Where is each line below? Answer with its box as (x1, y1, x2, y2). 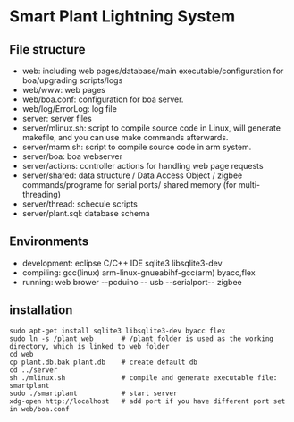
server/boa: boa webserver (21, 151, 123, 162)
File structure (9, 42, 86, 57)
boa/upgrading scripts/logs (21, 75, 123, 86)
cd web (9, 350, 34, 359)
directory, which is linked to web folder (9, 342, 170, 350)
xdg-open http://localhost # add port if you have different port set (9, 396, 286, 406)
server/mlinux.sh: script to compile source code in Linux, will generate (21, 122, 281, 133)
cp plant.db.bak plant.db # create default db (9, 358, 198, 367)
